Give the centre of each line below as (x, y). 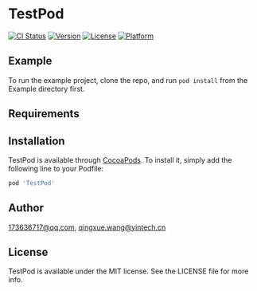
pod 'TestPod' (32, 183)
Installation (37, 141)
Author (26, 208)
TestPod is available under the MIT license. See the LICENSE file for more (128, 271)
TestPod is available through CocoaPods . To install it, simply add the (120, 159)
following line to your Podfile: (56, 168)
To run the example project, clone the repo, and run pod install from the (128, 80)
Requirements (44, 114)
